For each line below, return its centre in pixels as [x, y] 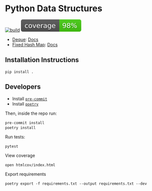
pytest [12, 146]
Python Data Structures [54, 9]
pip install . [19, 72]
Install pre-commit [30, 99]
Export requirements [26, 174]
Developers [23, 87]
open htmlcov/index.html [30, 165]
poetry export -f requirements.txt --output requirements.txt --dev [76, 184]
